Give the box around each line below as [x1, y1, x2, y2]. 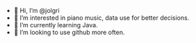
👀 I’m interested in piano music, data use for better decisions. [13, 14, 190, 22]
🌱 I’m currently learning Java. [13, 21, 99, 29]
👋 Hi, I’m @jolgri [13, 7, 60, 14]
